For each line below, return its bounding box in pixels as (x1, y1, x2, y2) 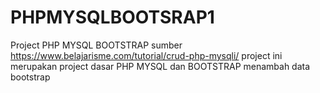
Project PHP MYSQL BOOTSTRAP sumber (10, 39, 183, 51)
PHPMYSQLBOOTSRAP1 (10, 6, 215, 29)
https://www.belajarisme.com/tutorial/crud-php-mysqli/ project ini (10, 49, 283, 61)
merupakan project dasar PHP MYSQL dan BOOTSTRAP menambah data (10, 60, 311, 72)
